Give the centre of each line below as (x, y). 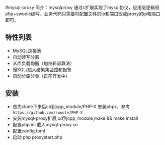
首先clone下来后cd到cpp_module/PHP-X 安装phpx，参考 (71, 106)
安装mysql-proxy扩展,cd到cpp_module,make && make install (75, 118)
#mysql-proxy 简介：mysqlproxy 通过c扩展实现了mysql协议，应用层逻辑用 (82, 7)
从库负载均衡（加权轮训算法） (43, 63)
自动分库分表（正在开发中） (41, 76)
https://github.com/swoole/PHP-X (48, 113)
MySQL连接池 (27, 51)
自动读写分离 (26, 57)
